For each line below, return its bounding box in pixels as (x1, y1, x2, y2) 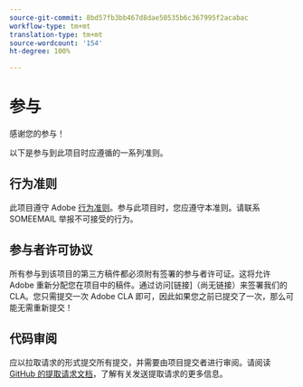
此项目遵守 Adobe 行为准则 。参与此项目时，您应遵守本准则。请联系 (9, 202, 260, 212)
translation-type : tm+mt (9, 30, 103, 39)
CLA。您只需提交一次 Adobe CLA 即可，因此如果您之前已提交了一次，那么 (9, 290, 287, 301)
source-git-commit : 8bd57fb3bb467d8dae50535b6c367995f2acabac (9, 13, 249, 23)
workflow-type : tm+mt (9, 22, 91, 31)
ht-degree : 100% (9, 47, 71, 56)
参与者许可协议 (9, 242, 93, 258)
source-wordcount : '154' (9, 38, 103, 48)
